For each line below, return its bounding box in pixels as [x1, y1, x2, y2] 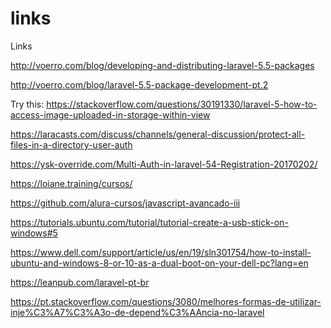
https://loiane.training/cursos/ [10, 177, 133, 189]
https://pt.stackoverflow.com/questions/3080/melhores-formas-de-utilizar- [10, 295, 322, 307]
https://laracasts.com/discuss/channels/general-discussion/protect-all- [10, 128, 306, 140]
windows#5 [10, 227, 58, 239]
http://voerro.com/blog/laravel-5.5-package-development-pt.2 [10, 78, 269, 91]
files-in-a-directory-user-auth [10, 138, 133, 151]
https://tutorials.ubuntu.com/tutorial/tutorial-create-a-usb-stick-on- [10, 216, 289, 228]
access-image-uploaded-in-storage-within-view [10, 108, 211, 121]
